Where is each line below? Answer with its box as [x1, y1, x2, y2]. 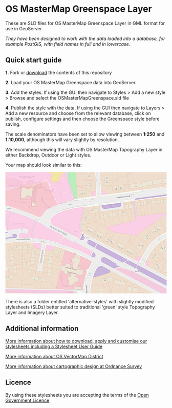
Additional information [5, 324, 79, 333]
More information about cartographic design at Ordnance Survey [5, 363, 142, 370]
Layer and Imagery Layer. [5, 309, 59, 316]
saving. [5, 121, 21, 127]
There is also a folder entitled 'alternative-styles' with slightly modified [5, 298, 154, 304]
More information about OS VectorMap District [5, 353, 103, 359]
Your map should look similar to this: [5, 162, 82, 168]
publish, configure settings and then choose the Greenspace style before [5, 115, 160, 122]
